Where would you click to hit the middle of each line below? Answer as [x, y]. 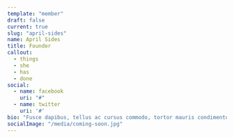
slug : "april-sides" [37, 33]
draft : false [26, 20]
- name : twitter [37, 105]
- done [23, 78]
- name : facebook [39, 91]
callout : [20, 53]
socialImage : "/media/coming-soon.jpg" [65, 124]
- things [26, 59]
